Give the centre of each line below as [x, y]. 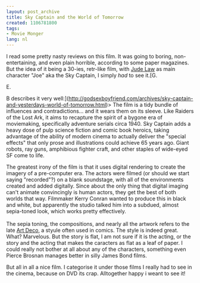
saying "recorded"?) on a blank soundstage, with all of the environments [95, 180]
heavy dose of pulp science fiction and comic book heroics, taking [88, 130]
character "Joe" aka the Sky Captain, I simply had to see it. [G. [82, 75]
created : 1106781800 [32, 23]
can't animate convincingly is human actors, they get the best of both [91, 192]
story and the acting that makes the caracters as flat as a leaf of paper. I [94, 243]
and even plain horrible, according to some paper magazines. [114, 63]
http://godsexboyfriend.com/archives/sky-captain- [131, 98]
